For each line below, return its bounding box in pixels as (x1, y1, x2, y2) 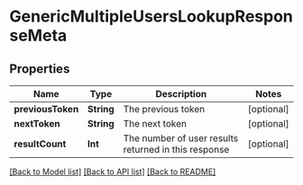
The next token (123, 118, 188, 129)
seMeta (9, 25, 68, 46)
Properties (9, 61, 70, 76)
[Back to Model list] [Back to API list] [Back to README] (9, 166, 216, 177)
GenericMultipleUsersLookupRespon (9, 6, 293, 27)
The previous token (123, 103, 206, 115)
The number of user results (123, 132, 239, 145)
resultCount (14, 137, 67, 150)
